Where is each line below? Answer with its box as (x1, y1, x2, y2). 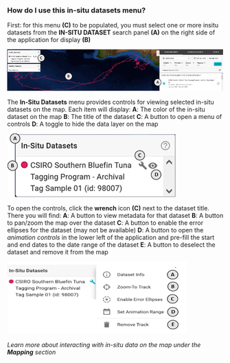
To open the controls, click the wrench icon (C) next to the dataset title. (7, 203, 209, 212)
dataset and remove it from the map (7, 247, 108, 256)
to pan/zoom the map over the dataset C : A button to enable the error (7, 219, 204, 227)
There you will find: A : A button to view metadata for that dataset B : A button (7, 211, 224, 219)
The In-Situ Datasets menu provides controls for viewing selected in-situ (7, 98, 214, 106)
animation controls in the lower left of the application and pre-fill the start (7, 233, 215, 241)
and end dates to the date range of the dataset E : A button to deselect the (7, 240, 216, 249)
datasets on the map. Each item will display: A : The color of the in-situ (7, 105, 205, 113)
